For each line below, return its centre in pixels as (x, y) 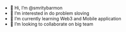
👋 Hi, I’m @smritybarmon (36, 8)
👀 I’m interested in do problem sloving (50, 13)
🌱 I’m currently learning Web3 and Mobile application (66, 19)
